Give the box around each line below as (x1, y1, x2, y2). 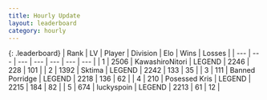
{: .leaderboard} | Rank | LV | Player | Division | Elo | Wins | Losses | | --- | (8, 49, 251, 58)
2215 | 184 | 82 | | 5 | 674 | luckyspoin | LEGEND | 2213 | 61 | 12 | (8, 82, 220, 92)
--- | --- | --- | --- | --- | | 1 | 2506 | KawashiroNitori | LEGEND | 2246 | (17, 57, 250, 66)
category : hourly (8, 26, 67, 34)
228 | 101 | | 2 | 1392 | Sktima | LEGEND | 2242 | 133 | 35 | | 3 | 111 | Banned (8, 66, 256, 75)
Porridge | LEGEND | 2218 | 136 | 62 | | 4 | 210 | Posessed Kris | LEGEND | (8, 74, 251, 84)
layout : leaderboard (8, 19, 78, 27)
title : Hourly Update (8, 11, 81, 20)
